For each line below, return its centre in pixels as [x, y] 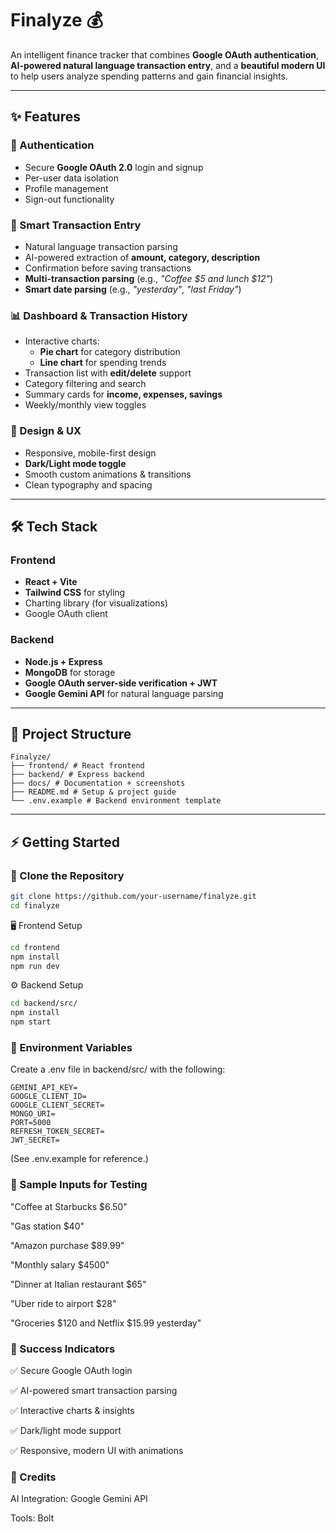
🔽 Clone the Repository [67, 875]
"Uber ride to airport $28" [63, 1303]
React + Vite [51, 582]
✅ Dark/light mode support [66, 1430]
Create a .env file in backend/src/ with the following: [118, 1069]
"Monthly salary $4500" [60, 1264]
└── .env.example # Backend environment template [116, 801]
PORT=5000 [31, 1123]
